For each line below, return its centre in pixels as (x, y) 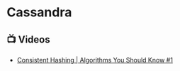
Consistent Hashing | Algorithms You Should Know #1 (95, 60)
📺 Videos (28, 39)
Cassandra (39, 12)
